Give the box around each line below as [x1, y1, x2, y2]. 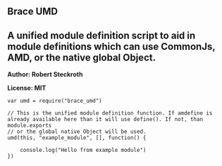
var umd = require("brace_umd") [7, 98, 102, 105]
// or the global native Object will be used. [7, 128, 147, 136]
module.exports [7, 122, 52, 129]
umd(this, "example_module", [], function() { [7, 134, 147, 141]
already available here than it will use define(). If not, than [7, 116, 203, 123]
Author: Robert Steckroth [7, 70, 83, 79]
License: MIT [7, 84, 47, 92]
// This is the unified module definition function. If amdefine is [7, 110, 213, 117]
